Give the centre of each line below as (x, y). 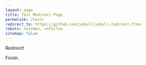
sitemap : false (22, 34)
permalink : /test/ (25, 19)
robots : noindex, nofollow (34, 29)
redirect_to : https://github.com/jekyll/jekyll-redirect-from (73, 24)
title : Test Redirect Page (34, 15)
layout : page (19, 10)
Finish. (12, 58)
